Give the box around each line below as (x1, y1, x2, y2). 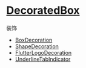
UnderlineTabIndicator (15, 55, 71, 63)
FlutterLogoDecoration (15, 49, 72, 56)
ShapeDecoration (15, 43, 59, 50)
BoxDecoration (15, 36, 53, 43)
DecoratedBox (6, 4, 80, 17)
